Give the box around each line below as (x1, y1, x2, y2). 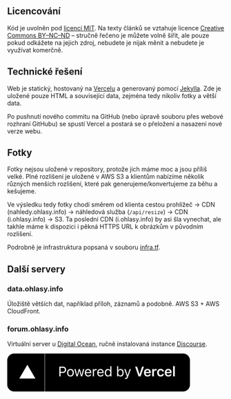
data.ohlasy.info (7, 284, 63, 293)
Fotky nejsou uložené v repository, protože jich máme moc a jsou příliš (7, 165, 208, 173)
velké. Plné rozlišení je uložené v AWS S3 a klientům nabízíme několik (7, 173, 205, 181)
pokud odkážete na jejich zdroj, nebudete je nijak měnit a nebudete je (7, 38, 205, 47)
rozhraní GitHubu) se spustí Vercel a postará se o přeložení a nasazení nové (7, 119, 223, 128)
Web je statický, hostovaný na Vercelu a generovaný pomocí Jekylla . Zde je (7, 84, 222, 93)
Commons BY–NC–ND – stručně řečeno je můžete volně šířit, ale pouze (7, 31, 210, 39)
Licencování (7, 6, 61, 17)
